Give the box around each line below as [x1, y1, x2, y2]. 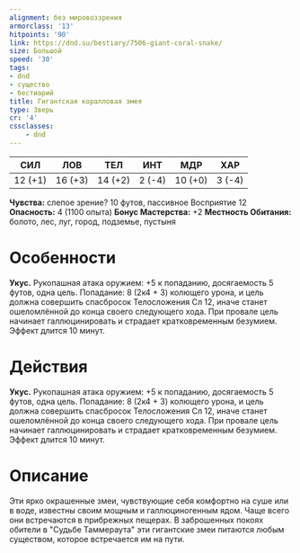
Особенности [9, 248, 117, 268]
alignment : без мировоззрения [9, 13, 123, 22]
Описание [9, 465, 89, 486]
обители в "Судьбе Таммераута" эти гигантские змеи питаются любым [9, 523, 285, 535]
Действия [9, 357, 88, 377]
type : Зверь [9, 105, 54, 114]
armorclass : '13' [9, 22, 75, 31]
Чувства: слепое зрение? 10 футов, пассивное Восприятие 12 [9, 197, 247, 208]
